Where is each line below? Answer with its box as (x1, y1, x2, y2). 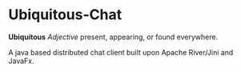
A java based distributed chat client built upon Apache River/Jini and (8, 47, 234, 57)
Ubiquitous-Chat (8, 6, 123, 24)
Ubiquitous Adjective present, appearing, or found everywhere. (8, 32, 219, 42)
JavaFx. (8, 56, 34, 66)
